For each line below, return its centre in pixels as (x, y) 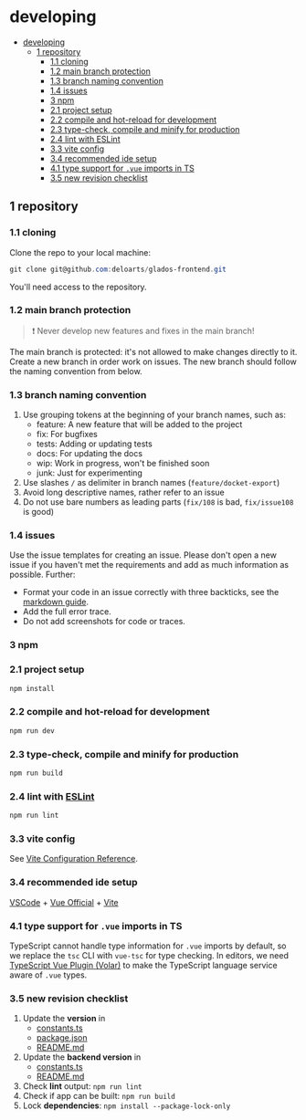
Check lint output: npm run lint (83, 1086)
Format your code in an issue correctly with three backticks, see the (151, 592)
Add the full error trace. (67, 612)
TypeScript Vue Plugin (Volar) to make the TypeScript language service (143, 965)
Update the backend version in (82, 1057)
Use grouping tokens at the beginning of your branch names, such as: (154, 415)
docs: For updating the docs (90, 454)
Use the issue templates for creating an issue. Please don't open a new (143, 555)
